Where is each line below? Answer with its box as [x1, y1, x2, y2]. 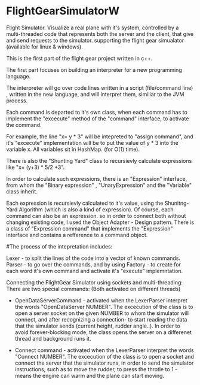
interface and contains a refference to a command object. [6, 231, 148, 238]
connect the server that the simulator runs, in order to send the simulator [14, 359, 194, 366]
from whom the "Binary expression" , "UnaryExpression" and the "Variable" [6, 181, 192, 189]
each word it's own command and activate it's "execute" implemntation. [6, 267, 183, 274]
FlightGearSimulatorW [6, 4, 119, 18]
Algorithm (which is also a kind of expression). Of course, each [19, 205, 174, 213]
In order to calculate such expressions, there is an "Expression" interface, [6, 175, 187, 182]
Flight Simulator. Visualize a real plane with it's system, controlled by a [6, 24, 179, 31]
